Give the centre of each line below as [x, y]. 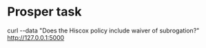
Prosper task [44, 12]
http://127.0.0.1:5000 [36, 37]
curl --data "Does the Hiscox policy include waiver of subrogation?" [103, 30]
